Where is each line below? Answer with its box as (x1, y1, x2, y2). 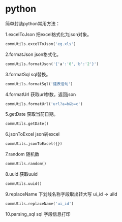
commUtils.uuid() (5, 181, 42, 186)
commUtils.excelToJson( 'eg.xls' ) (5, 41, 76, 46)
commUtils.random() (5, 161, 47, 167)
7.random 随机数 (5, 151, 40, 157)
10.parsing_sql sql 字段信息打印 (5, 211, 71, 217)
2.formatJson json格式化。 (5, 51, 62, 57)
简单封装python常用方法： (5, 20, 60, 26)
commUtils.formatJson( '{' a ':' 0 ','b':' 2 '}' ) (5, 61, 99, 67)
